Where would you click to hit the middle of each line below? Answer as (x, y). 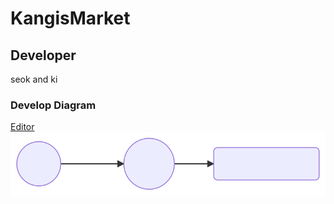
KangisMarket (70, 18)
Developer (43, 55)
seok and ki (34, 79)
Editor (22, 127)
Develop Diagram (53, 105)
